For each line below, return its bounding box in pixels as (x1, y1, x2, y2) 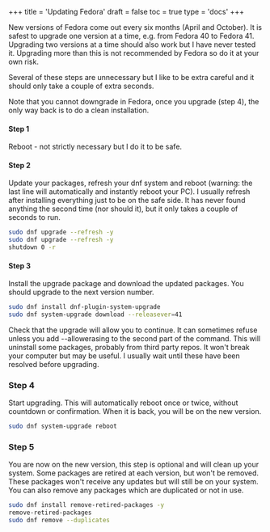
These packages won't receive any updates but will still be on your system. (8, 477, 259, 487)
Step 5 (8, 441, 35, 453)
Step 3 (8, 260, 31, 270)
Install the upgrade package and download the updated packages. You (8, 279, 244, 289)
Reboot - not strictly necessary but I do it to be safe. (8, 141, 183, 152)
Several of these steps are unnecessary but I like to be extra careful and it (8, 73, 255, 82)
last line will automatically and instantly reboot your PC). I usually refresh (8, 187, 251, 196)
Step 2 (8, 160, 31, 170)
